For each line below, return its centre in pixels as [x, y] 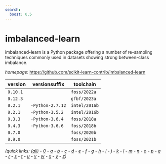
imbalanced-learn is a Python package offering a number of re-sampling [79, 52]
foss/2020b [83, 133]
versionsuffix [48, 84]
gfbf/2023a [83, 99]
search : [13, 10]
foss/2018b [83, 126]
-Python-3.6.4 [47, 119]
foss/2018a [83, 119]
